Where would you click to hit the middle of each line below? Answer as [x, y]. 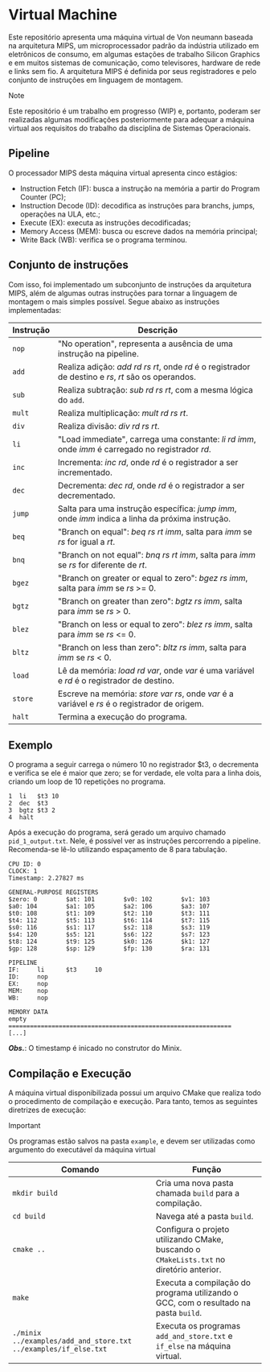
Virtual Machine [63, 15]
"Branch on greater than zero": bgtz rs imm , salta [150, 601]
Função [207, 1170]
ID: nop [28, 977]
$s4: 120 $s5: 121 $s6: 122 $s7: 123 [109, 935]
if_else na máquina [193, 1346]
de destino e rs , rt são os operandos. [127, 377]
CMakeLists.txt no [190, 1259]
